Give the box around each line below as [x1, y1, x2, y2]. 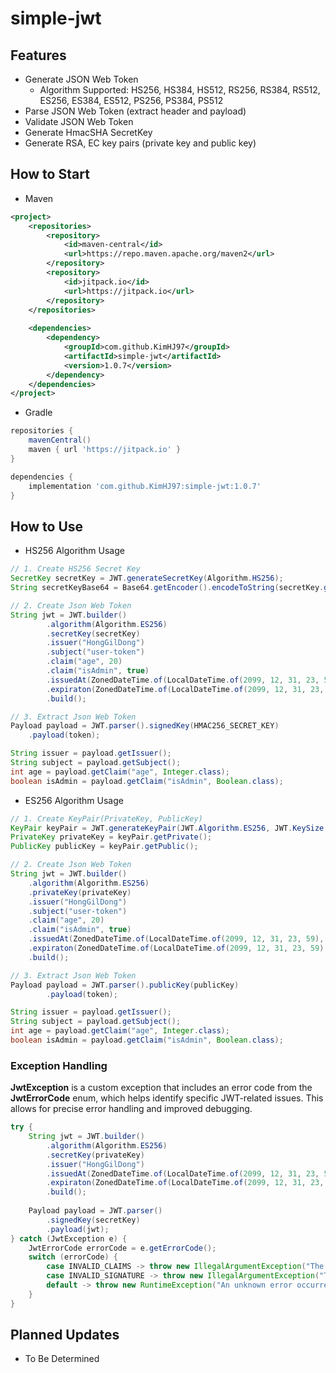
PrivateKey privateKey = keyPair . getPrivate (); [10, 832, 213, 842]
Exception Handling [10, 1058, 108, 1072]
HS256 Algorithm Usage [24, 545, 125, 557]
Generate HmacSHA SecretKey [24, 127, 153, 138]
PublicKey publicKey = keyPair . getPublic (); [10, 842, 199, 852]
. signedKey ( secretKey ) [46, 1215, 141, 1225]
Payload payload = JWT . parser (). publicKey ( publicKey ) [10, 980, 240, 990]
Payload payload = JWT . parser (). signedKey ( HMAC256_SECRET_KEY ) [10, 721, 280, 731]
